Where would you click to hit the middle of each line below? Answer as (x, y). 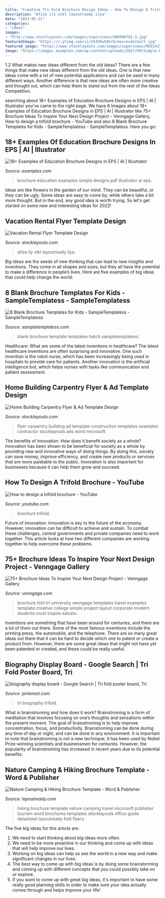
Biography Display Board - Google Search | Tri (77, 664)
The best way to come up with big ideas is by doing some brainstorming (85, 864)
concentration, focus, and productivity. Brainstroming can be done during (79, 728)
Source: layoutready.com (31, 799)
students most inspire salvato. (47, 613)
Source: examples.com (28, 171)
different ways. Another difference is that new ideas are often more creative (82, 80)
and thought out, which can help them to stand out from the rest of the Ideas (82, 86)
